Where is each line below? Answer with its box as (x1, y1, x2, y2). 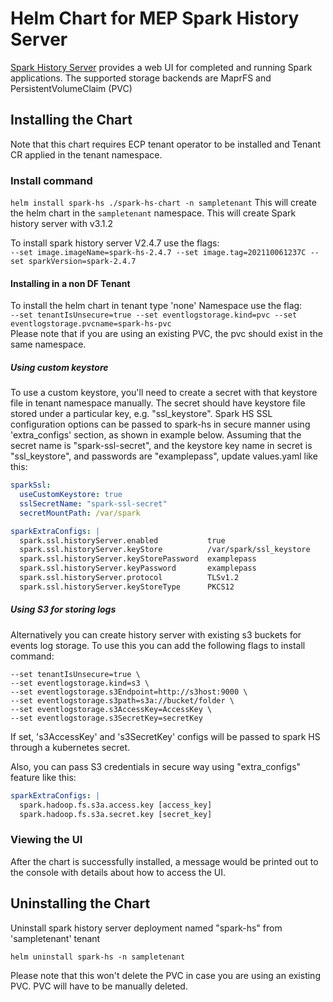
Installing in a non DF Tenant (10, 277, 131, 289)
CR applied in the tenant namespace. (10, 148, 163, 161)
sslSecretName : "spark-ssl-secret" (19, 498, 168, 509)
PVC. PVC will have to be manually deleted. (10, 980, 188, 992)
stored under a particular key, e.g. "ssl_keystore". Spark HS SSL (10, 408, 273, 420)
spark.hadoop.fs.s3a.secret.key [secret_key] (19, 809, 213, 819)
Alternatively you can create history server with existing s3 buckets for (10, 628, 302, 641)
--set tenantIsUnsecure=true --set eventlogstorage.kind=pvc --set (10, 310, 298, 321)
